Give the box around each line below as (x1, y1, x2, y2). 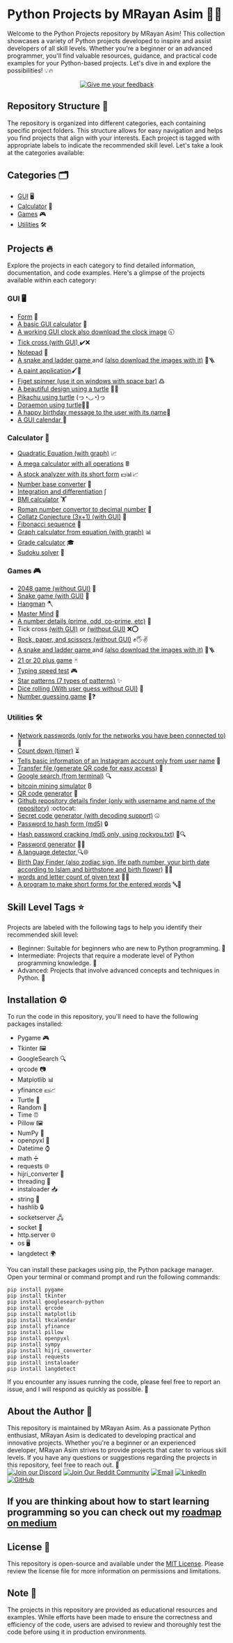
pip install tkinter (7, 1292, 67, 1300)
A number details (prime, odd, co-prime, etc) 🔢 (17, 617, 152, 626)
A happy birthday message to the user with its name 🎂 (17, 408, 171, 416)
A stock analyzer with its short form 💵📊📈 (17, 470, 139, 478)
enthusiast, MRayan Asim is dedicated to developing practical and (7, 1431, 196, 1439)
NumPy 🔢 (17, 1129, 45, 1137)
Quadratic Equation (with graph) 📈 (17, 449, 118, 457)
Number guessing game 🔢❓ (17, 692, 96, 701)
